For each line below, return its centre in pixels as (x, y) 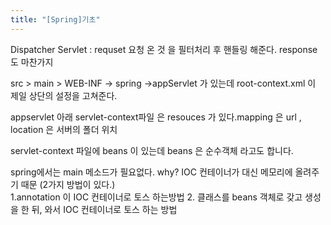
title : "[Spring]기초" (55, 19)
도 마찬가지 (32, 62)
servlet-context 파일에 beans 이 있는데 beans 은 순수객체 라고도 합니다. (152, 150)
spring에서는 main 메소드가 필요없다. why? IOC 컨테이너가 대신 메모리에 (151, 172)
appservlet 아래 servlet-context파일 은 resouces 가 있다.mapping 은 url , (156, 117)
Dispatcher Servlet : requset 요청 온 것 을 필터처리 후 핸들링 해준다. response (164, 49)
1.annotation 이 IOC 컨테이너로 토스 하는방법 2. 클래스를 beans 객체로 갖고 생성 (166, 197)
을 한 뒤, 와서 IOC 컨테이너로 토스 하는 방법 (94, 209)
